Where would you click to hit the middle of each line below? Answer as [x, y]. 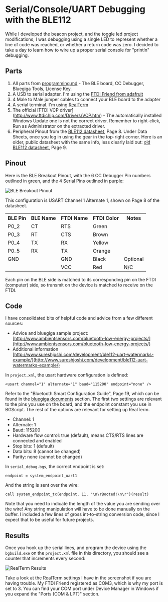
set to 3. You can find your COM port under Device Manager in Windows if [82, 589]
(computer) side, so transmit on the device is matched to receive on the [79, 285]
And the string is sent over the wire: [42, 485]
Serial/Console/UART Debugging [75, 9]
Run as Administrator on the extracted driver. [59, 126]
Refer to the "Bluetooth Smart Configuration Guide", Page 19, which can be [82, 394]
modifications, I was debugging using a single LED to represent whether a [81, 39]
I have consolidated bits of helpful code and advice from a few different [79, 318]
